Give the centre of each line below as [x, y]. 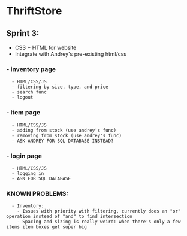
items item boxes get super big [46, 227]
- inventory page [31, 69]
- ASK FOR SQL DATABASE [41, 178]
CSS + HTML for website [46, 47]
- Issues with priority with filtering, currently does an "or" [99, 211]
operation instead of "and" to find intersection [70, 217]
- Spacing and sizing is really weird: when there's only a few [99, 222]
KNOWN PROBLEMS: [37, 193]
